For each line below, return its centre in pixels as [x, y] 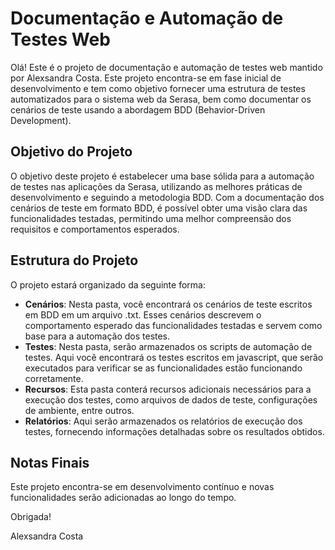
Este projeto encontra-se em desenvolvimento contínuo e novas [142, 487]
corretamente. [54, 378]
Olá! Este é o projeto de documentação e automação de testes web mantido [166, 67]
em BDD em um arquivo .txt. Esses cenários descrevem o [143, 314]
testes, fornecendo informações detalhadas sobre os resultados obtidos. [174, 431]
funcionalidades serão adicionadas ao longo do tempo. [123, 498]
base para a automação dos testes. [97, 336]
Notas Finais [50, 462]
